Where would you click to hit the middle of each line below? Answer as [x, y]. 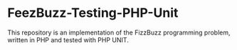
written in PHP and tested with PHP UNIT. [68, 39]
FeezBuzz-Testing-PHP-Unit [93, 13]
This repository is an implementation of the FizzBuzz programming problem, [119, 32]
